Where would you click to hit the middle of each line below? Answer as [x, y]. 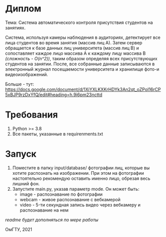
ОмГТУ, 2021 [19, 229]
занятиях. [15, 27]
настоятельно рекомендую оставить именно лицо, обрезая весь [81, 178]
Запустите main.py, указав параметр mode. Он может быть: [76, 189]
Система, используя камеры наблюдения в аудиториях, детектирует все [83, 37]
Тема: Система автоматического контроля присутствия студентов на [79, 22]
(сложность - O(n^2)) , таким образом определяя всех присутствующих [81, 58]
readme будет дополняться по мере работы [52, 220]
